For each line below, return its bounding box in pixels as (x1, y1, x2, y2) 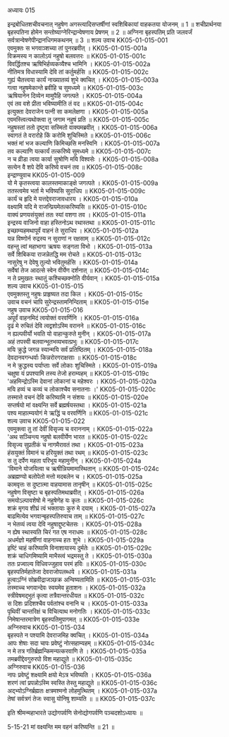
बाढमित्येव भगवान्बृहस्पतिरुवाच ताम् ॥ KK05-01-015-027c (7, 512, 145, 520)
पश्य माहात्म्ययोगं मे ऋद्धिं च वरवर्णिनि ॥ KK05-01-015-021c (7, 409, 149, 417)
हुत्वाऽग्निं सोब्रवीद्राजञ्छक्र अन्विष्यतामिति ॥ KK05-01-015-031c (7, 575, 156, 584)
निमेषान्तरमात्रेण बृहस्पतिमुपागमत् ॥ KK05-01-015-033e (7, 615, 140, 623)
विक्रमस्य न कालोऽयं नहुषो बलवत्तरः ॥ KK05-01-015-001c (7, 52, 147, 60)
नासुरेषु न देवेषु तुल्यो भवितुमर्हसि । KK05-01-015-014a (7, 258, 139, 267)
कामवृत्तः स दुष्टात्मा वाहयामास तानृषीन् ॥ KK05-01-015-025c (7, 480, 153, 489)
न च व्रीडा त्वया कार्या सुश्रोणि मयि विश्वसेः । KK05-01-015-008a (7, 155, 159, 163)
